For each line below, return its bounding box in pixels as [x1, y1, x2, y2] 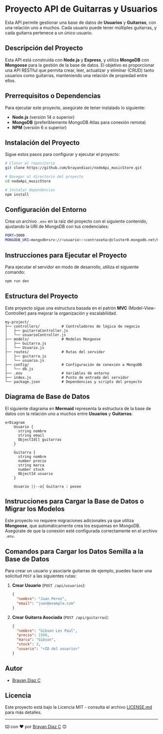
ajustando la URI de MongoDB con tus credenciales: [5, 224, 109, 229]
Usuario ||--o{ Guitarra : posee [14, 484, 81, 489]
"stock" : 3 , [16, 642, 41, 647]
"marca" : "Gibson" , [16, 637, 56, 642]
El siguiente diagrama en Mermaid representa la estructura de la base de [5, 405, 151, 411]
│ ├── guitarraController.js [5, 328, 68, 333]
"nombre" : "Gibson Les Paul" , [16, 628, 78, 633]
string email [17, 433, 45, 438]
